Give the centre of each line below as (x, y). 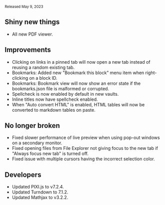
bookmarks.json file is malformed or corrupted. (60, 88)
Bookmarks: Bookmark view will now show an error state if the (76, 83)
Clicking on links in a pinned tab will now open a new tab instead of (81, 62)
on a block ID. (43, 78)
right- (151, 73)
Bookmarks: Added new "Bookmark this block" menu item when (78, 73)
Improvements (28, 50)
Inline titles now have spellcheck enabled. (55, 99)
